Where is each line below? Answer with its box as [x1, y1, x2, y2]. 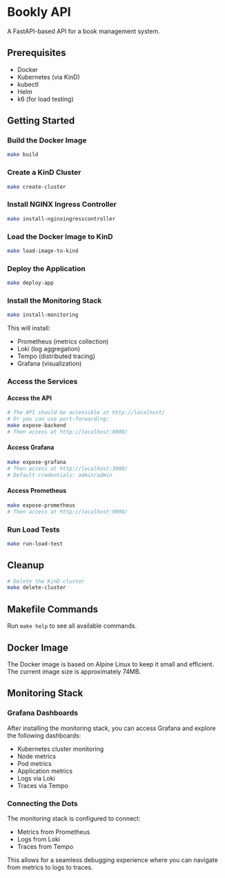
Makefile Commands [7, 603, 99, 615]
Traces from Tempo [17, 842, 74, 850]
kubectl [17, 80, 39, 88]
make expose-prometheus [7, 502, 76, 509]
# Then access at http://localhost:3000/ [7, 465, 128, 472]
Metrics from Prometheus [17, 828, 90, 836]
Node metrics [17, 751, 57, 760]
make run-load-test [7, 540, 63, 547]
